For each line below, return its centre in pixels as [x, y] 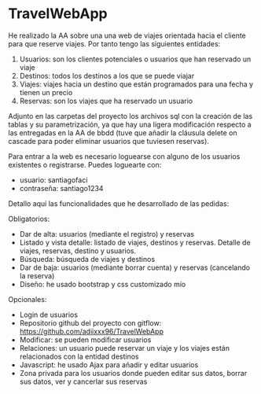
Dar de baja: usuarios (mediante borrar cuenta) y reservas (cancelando [134, 267]
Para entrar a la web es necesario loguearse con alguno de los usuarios [124, 156]
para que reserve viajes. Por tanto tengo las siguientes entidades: [114, 43]
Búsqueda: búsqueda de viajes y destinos [87, 259]
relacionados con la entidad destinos [79, 356]
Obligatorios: [29, 219]
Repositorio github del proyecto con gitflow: [90, 322]
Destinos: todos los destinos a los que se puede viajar [107, 75]
